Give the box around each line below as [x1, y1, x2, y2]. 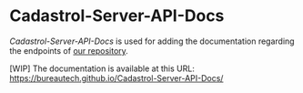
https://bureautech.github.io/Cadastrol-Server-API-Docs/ [9, 72, 224, 83]
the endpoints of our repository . [9, 45, 129, 56]
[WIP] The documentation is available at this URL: [9, 63, 196, 74]
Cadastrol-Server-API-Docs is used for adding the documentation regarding [9, 36, 295, 46]
